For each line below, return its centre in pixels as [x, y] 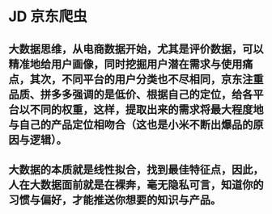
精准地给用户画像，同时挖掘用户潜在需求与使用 [125, 64]
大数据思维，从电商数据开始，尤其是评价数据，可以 [136, 49]
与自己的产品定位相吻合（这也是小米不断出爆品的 [131, 125]
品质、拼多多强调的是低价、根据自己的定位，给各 [131, 94]
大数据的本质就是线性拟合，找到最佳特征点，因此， [136, 169]
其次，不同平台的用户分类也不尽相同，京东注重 [147, 79]
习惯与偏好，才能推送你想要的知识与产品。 [115, 200]
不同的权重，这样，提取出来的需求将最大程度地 [147, 109]
